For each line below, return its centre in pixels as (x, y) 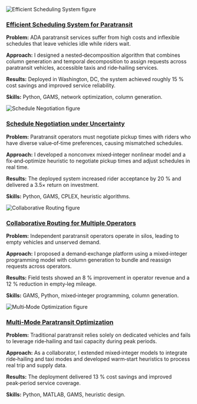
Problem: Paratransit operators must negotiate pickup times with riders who (98, 137)
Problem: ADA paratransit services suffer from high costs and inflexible (93, 37)
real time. (17, 167)
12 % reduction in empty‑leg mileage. (51, 284)
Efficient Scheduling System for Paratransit (70, 24)
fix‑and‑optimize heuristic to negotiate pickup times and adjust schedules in (98, 161)
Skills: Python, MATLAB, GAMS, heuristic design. (66, 395)
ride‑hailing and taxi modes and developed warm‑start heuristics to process (98, 359)
